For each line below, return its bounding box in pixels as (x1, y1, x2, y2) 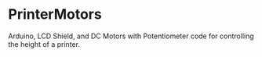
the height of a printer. (8, 39, 81, 48)
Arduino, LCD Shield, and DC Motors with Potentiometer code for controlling (8, 31, 255, 41)
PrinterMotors (8, 5, 102, 23)
